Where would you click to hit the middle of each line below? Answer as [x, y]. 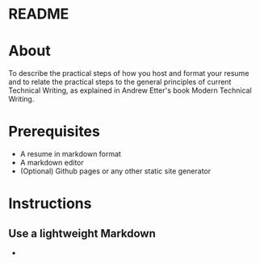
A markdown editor [52, 163]
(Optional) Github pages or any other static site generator [115, 171]
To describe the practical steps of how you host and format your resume [129, 73]
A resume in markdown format [70, 154]
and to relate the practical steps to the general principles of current [120, 82]
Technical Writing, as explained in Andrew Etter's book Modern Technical [130, 90]
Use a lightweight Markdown [82, 234]
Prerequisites [55, 132]
